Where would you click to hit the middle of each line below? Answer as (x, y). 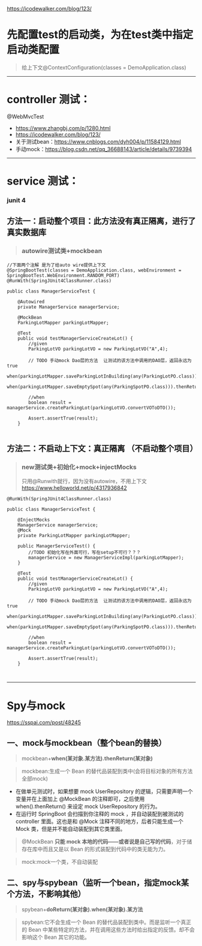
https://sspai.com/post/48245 (44, 722)
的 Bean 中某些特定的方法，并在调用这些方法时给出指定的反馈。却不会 (108, 929)
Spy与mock (36, 705)
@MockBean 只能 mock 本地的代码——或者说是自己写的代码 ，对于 (104, 842)
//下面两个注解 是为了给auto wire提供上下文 (57, 265)
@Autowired (31, 302)
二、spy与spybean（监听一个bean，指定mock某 (98, 883)
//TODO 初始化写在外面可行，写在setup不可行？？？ (85, 553)
